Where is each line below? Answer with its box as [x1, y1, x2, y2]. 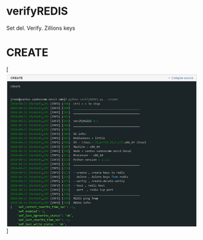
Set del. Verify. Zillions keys [6, 24, 75, 32]
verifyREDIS [6, 4, 68, 18]
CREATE [6, 46, 49, 60]
